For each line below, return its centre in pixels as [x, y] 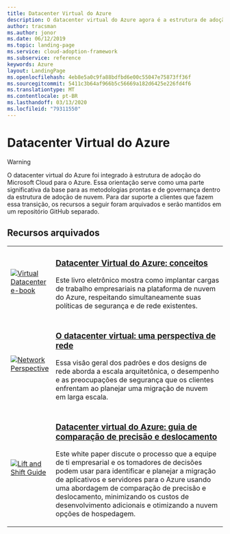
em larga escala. [82, 397]
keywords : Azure [30, 64]
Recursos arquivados [54, 233]
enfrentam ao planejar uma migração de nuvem [132, 389]
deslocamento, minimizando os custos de [123, 497]
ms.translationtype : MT [41, 90]
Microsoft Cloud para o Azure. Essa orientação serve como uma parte [106, 182]
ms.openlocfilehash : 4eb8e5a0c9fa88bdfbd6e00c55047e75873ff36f [99, 77]
